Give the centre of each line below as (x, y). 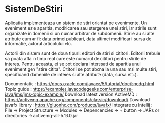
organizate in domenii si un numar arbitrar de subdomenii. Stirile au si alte (80, 33)
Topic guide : (18, 89)
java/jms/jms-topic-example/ (34, 94)
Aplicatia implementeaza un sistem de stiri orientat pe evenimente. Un (76, 23)
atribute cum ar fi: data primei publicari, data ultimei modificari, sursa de (78, 39)
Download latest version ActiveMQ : (101, 94)
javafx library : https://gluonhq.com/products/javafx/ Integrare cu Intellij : (79, 105)
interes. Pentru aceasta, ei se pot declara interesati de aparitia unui (73, 64)
